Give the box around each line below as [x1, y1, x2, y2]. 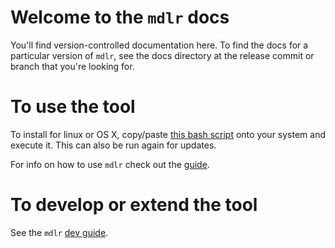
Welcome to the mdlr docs [10, 6, 230, 29]
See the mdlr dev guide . [10, 226, 109, 238]
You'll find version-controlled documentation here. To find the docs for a [10, 39, 309, 51]
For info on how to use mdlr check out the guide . [10, 158, 210, 170]
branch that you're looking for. [10, 60, 135, 72]
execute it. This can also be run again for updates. [10, 139, 217, 151]
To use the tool [10, 96, 136, 118]
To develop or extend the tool [10, 194, 258, 216]
